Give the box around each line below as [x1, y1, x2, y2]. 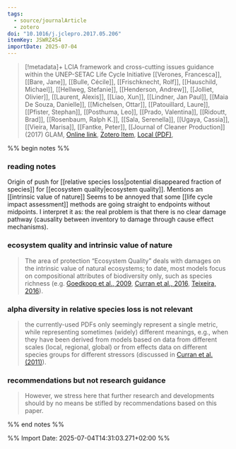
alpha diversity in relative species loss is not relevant [7, 304, 193, 314]
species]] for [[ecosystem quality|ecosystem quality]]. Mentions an [7, 185, 203, 194]
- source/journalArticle [13, 17, 87, 24]
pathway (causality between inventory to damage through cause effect [7, 215, 214, 223]
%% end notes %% [7, 420, 65, 428]
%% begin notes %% [7, 144, 70, 152]
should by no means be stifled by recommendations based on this [24, 399, 217, 407]
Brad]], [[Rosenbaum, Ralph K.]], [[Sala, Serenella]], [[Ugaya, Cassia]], [24, 115, 230, 124]
